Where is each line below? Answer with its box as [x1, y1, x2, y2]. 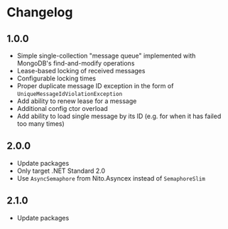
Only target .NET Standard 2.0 [16, 166, 106, 175]
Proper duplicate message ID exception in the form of [16, 82, 174, 90]
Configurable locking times [16, 74, 97, 82]
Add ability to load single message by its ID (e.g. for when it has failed [16, 112, 222, 120]
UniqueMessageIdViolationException [16, 90, 123, 97]
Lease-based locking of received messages [16, 67, 146, 75]
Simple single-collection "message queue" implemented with [16, 51, 196, 60]
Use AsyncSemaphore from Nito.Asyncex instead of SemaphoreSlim [16, 174, 205, 182]
